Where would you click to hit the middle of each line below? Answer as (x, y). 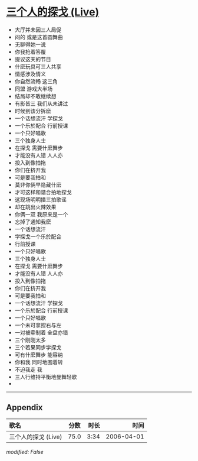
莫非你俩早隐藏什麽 (38, 184)
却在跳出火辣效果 (35, 207)
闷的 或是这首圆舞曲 (39, 37)
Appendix (24, 408)
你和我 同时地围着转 (39, 362)
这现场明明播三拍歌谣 (40, 199)
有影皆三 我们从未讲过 (41, 103)
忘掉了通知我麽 (33, 222)
